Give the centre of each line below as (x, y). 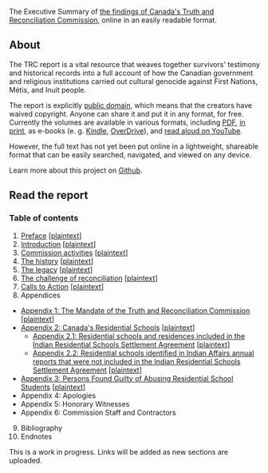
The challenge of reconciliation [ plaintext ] (89, 278)
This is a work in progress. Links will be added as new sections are (119, 451)
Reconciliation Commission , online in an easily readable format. (113, 20)
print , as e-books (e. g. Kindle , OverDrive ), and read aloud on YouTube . (126, 130)
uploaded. (26, 460)
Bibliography (41, 427)
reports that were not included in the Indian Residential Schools (136, 361)
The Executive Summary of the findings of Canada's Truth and (112, 12)
